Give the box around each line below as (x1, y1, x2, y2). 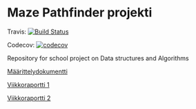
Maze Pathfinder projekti (7, 5, 153, 21)
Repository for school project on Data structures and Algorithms (7, 53, 189, 62)
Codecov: (7, 40, 35, 49)
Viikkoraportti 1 (7, 80, 50, 88)
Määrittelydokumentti (7, 67, 68, 75)
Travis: (7, 27, 26, 36)
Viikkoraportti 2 (7, 94, 51, 102)
